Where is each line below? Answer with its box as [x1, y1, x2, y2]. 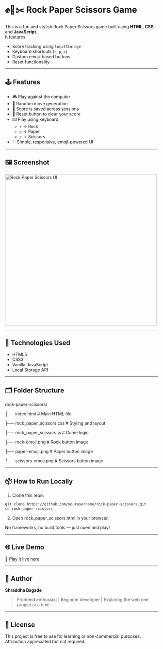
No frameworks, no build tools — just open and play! [5, 524, 110, 530]
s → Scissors [19, 133, 46, 139]
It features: [5, 34, 27, 40]
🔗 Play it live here [5, 556, 40, 562]
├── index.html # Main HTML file [5, 411, 72, 417]
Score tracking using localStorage [12, 43, 81, 49]
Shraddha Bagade [5, 587, 42, 593]
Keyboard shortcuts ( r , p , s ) [12, 49, 67, 54]
